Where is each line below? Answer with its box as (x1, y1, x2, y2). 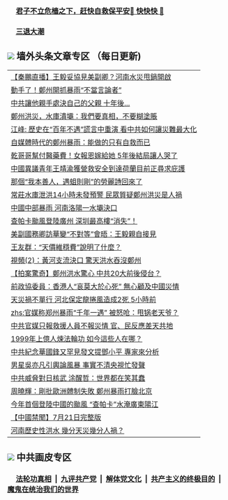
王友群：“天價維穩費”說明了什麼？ (10, 242, 122, 252)
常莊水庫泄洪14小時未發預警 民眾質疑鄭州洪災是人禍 (10, 190, 183, 200)
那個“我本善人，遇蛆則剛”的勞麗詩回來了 (10, 177, 143, 186)
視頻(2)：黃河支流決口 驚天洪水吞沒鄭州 (10, 255, 142, 265)
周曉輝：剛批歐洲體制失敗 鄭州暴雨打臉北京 (10, 386, 153, 396)
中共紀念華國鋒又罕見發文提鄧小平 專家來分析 (10, 347, 160, 357)
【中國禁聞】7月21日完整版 (10, 412, 102, 422)
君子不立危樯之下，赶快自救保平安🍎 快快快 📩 (15, 6, 165, 15)
